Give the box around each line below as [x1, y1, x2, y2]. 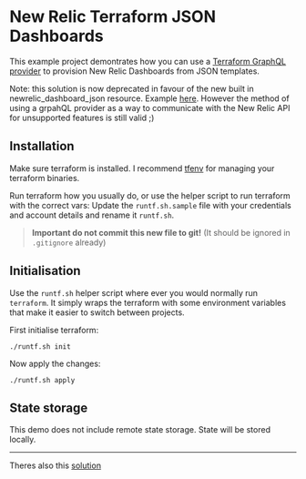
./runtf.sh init [9, 341, 71, 352]
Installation [9, 138, 75, 154]
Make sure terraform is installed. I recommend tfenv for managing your [9, 162, 275, 174]
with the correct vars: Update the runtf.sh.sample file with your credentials [9, 199, 291, 210]
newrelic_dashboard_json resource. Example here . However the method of [9, 93, 290, 104]
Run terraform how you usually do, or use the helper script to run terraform [9, 189, 291, 201]
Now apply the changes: [9, 358, 101, 369]
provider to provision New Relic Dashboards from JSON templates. [9, 66, 260, 76]
